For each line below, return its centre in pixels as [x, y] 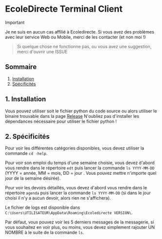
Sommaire [21, 67]
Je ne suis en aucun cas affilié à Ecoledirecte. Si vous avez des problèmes [80, 32]
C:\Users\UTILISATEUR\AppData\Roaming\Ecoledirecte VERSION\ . [69, 213]
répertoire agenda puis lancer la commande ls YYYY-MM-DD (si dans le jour [78, 193]
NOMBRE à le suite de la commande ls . [45, 233]
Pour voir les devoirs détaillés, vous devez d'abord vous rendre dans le [76, 188]
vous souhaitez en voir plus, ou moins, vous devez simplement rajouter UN [80, 227]
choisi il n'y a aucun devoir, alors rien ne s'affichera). [58, 198]
